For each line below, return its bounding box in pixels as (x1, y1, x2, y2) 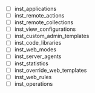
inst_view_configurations (14, 25, 76, 33)
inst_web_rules (14, 73, 52, 80)
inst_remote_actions (14, 12, 65, 19)
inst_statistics (14, 60, 49, 67)
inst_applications (14, 5, 57, 12)
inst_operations (14, 80, 53, 87)
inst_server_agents (14, 53, 62, 60)
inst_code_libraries (14, 39, 62, 46)
